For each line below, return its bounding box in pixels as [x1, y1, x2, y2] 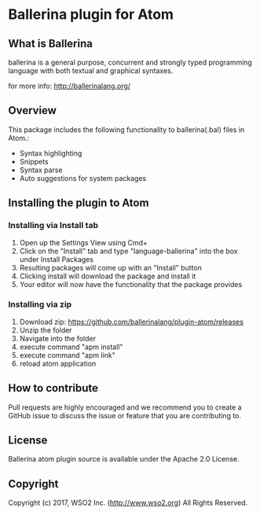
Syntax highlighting [19, 148, 82, 158]
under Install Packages [19, 254, 94, 264]
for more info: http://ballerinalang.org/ [8, 81, 131, 90]
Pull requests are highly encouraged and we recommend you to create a [8, 403, 242, 412]
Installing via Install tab [8, 220, 98, 231]
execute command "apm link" [19, 350, 115, 359]
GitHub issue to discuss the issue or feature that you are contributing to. [8, 410, 242, 420]
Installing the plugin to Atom [8, 197, 149, 210]
